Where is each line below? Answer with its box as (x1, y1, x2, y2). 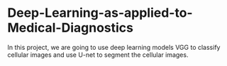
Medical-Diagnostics (7, 20, 133, 36)
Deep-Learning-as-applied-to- (7, 5, 193, 21)
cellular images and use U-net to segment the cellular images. (7, 51, 189, 59)
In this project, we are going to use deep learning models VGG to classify (7, 43, 221, 51)
